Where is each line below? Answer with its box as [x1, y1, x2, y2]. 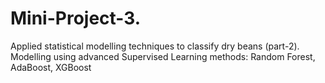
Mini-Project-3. [10, 7, 142, 30]
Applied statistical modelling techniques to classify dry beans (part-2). [10, 40, 300, 52]
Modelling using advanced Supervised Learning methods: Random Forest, [10, 50, 316, 62]
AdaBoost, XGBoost [10, 61, 92, 73]
